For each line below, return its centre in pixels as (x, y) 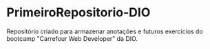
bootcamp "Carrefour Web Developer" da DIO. (72, 38)
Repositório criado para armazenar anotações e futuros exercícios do (105, 31)
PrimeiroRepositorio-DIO (78, 13)
